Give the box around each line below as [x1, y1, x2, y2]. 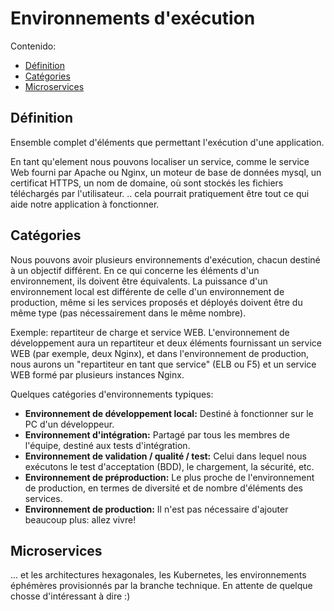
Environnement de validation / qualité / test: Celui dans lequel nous [24, 450, 307, 462]
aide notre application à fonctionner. [10, 198, 160, 210]
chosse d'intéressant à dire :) [10, 590, 131, 602]
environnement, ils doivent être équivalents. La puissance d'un [10, 275, 268, 287]
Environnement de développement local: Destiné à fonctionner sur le [24, 407, 314, 419]
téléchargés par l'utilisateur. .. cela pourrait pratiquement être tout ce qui [10, 187, 310, 199]
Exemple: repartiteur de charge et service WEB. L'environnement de [10, 326, 290, 338]
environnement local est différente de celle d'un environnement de [10, 285, 285, 297]
